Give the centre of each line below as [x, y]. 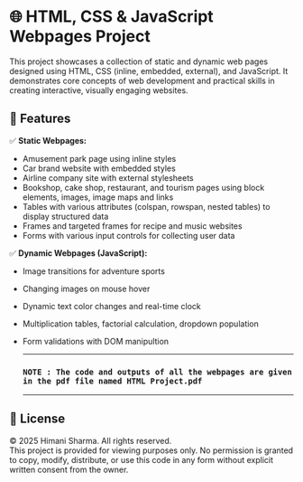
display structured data [65, 216]
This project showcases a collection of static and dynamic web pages [139, 61]
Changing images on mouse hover [86, 288]
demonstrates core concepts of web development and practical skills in [142, 80]
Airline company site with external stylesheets [108, 177]
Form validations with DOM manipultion [96, 341]
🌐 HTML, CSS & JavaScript [111, 17]
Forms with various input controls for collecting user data [129, 235]
